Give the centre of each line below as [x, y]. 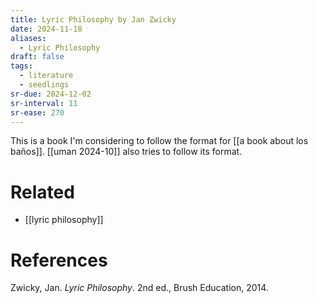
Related [42, 192]
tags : [21, 66]
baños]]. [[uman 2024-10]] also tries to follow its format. [126, 152]
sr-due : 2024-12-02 [51, 94]
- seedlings [44, 85]
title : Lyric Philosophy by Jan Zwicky [93, 19]
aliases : [28, 38]
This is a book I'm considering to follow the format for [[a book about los [159, 141]
